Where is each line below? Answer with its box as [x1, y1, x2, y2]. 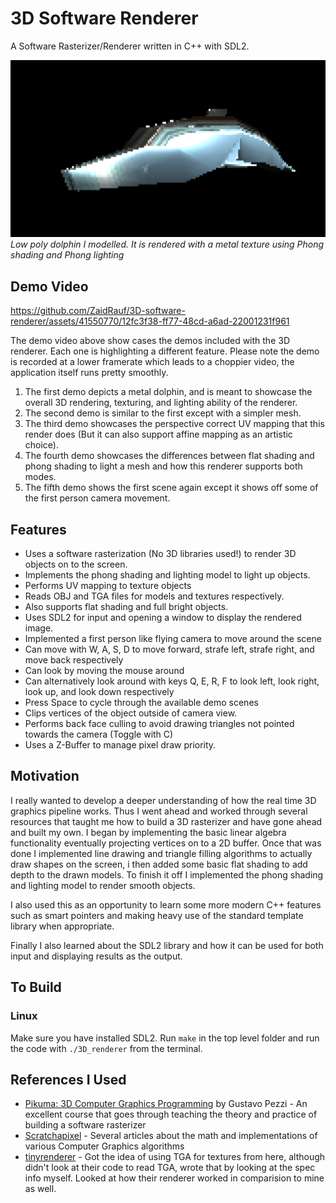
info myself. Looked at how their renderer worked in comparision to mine [24, 1172, 325, 1184]
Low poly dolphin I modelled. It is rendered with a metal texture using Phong [10, 238, 325, 251]
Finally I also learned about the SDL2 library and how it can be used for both [10, 939, 324, 951]
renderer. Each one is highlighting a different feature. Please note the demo [10, 345, 320, 357]
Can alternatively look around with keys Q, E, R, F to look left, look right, [24, 675, 320, 687]
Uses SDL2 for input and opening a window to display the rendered [24, 612, 302, 624]
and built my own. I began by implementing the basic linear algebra [10, 826, 287, 838]
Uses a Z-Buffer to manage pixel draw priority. [24, 739, 217, 751]
